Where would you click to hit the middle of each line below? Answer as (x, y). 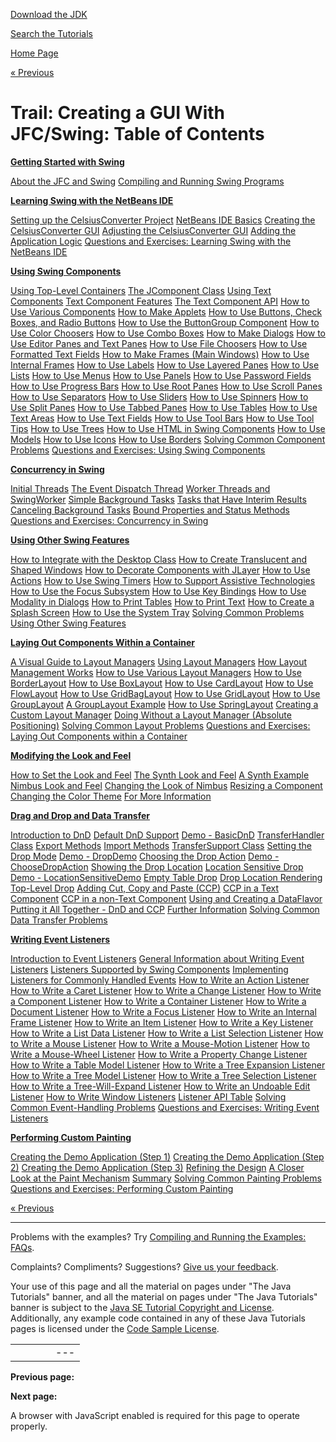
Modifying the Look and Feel (71, 755)
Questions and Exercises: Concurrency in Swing (109, 520)
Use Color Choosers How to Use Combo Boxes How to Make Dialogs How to (168, 333)
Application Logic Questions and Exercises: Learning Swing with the (151, 241)
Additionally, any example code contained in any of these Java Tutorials (158, 1318)
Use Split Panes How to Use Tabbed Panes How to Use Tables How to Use (164, 407)
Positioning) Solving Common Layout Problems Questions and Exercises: (160, 725)
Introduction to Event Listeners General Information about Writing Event (157, 958)
